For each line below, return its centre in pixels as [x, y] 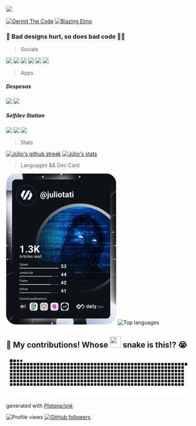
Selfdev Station [26, 115]
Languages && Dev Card [50, 166]
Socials [29, 49]
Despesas [18, 86]
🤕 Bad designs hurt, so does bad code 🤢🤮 [65, 37]
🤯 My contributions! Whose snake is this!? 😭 [97, 345]
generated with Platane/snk [40, 405]
